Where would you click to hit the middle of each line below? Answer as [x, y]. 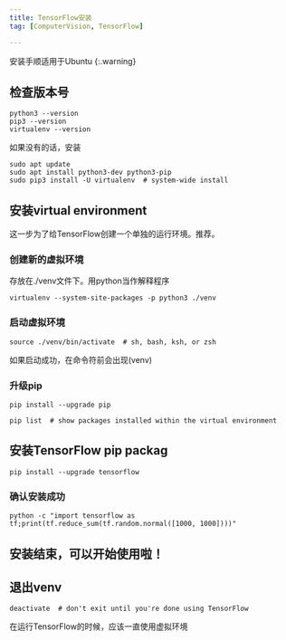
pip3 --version [38, 122]
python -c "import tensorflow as [72, 516]
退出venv [36, 587]
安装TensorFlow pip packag [89, 450]
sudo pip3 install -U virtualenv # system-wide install [119, 181]
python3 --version [44, 114]
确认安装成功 [38, 496]
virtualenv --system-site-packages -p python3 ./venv [113, 298]
